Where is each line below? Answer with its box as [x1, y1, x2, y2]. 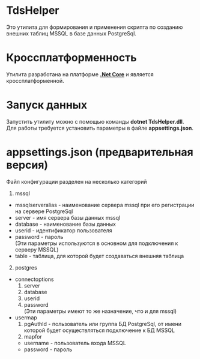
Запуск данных [6, 98, 88, 112]
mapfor [23, 333, 42, 340]
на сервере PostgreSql [14, 208, 73, 215]
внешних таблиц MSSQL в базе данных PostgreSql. [6, 29, 137, 37]
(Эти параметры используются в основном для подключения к [14, 240, 178, 247]
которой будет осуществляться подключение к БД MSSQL [23, 327, 175, 334]
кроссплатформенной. [6, 77, 64, 84]
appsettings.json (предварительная [6, 145, 193, 159]
